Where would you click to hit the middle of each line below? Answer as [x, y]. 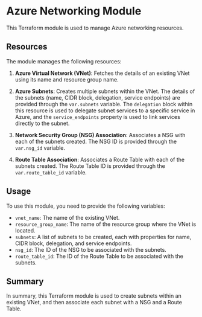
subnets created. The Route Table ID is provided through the [90, 166]
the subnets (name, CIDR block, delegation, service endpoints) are [98, 97]
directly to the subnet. [42, 123]
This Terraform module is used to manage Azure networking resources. [95, 28]
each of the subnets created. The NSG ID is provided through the [96, 141]
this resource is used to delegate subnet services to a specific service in [105, 110]
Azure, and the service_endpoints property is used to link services [98, 117]
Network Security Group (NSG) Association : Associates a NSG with [100, 135]
